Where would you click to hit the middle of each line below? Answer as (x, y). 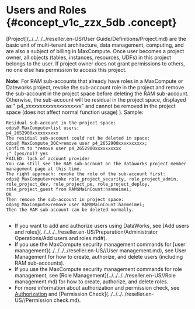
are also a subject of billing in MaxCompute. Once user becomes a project (95, 51)
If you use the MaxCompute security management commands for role (98, 269)
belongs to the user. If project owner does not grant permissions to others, (95, 63)
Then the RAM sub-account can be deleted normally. (70, 210)
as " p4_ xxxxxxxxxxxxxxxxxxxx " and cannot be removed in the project (91, 106)
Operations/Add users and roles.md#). (61, 238)
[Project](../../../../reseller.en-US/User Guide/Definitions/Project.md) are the (96, 39)
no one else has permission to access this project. (66, 70)
